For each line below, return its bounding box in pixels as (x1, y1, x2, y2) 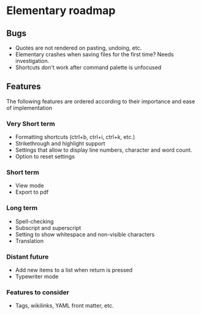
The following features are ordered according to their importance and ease (6, 97, 195, 105)
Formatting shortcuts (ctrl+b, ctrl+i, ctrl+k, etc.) (15, 133, 135, 141)
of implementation (6, 104, 53, 111)
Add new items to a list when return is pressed (15, 267, 133, 273)
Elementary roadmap (6, 4, 116, 18)
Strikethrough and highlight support (15, 140, 105, 147)
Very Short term (6, 119, 55, 128)
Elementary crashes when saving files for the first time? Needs (15, 51, 174, 58)
